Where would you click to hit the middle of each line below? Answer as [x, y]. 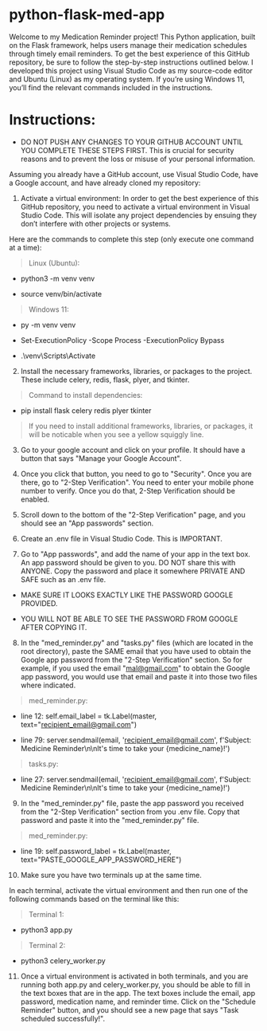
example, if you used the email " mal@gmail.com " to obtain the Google [135, 668]
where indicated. [48, 685]
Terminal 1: [46, 914]
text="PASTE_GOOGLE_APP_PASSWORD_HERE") [101, 860]
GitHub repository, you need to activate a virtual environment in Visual [135, 207]
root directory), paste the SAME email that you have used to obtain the [135, 651]
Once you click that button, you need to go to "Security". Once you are [136, 474]
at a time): [25, 247]
